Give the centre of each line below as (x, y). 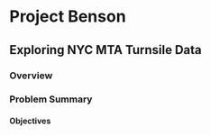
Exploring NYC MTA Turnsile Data (106, 50)
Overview (31, 76)
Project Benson (68, 17)
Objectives (30, 121)
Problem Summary (51, 99)
